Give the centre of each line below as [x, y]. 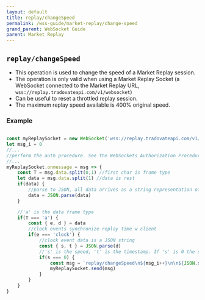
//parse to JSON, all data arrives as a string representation [110, 190]
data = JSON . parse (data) [60, 195]
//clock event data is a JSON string [87, 241]
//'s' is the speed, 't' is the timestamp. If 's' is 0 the [117, 252]
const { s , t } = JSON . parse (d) [80, 246]
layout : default [27, 12]
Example [20, 121]
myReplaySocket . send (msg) [83, 269]
